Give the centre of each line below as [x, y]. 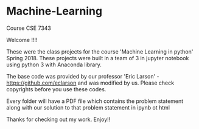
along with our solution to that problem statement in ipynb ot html [88, 107]
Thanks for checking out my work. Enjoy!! [58, 119]
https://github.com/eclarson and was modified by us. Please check [90, 83]
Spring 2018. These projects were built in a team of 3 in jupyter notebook [98, 58]
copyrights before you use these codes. [56, 89]
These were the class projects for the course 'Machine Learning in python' [100, 51]
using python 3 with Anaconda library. [54, 64]
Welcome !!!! [22, 40]
